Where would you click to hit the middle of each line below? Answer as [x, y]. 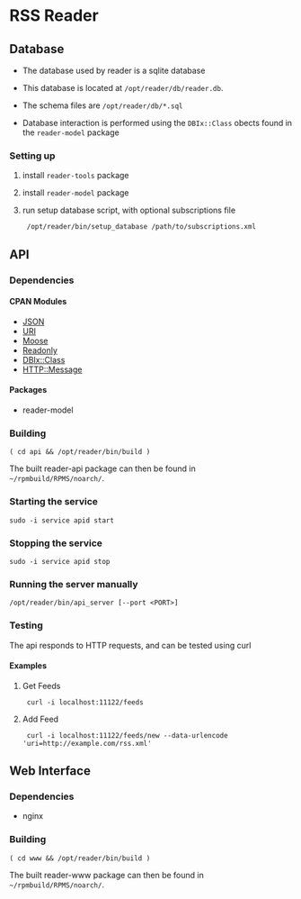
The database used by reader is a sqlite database [114, 70]
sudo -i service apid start [62, 520]
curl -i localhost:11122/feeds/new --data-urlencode [127, 735]
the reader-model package [71, 132]
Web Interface [50, 771]
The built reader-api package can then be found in [102, 468]
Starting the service [54, 502]
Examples [28, 666]
